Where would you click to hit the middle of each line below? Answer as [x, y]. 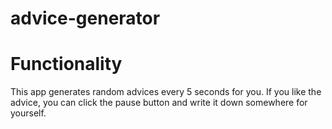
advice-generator [85, 18]
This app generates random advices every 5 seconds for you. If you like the [166, 92]
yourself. [28, 113]
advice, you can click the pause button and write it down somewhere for [159, 103]
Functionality [66, 64]
